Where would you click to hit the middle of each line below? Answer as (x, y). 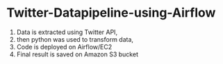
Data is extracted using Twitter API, (67, 32)
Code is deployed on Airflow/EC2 (64, 47)
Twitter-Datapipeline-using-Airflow (111, 13)
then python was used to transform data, (75, 39)
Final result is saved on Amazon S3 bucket (77, 54)
